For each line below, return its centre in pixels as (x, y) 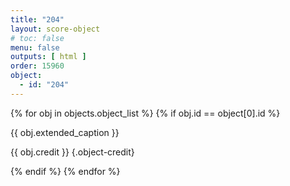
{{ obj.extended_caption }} (65, 132)
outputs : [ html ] (48, 57)
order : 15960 (37, 66)
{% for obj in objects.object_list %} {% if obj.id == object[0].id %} (145, 113)
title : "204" (37, 19)
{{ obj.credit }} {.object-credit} (72, 152)
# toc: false (37, 38)
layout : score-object (55, 29)
